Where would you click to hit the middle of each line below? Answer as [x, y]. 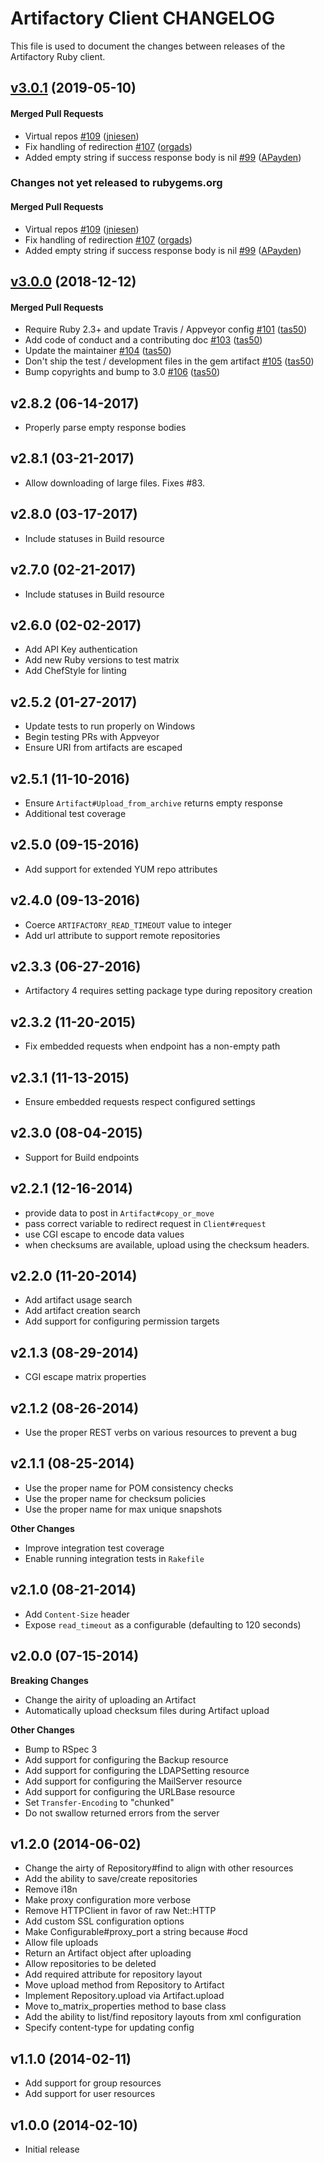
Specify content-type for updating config [109, 2028]
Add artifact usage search [78, 1300]
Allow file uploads [61, 1943]
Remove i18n [51, 1889]
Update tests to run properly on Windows [110, 726]
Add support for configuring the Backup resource [126, 1759]
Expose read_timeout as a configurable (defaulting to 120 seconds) [163, 1624]
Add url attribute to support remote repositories [122, 935]
